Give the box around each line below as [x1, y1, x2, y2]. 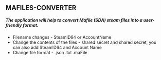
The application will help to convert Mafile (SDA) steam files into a [5, 17, 143, 23]
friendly [5, 22, 22, 28]
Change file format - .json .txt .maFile [12, 50, 88, 56]
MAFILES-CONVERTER [5, 4, 77, 12]
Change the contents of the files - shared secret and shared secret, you [12, 39, 157, 45]
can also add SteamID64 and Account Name [12, 45, 102, 50]
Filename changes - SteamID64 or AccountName [12, 35, 111, 40]
